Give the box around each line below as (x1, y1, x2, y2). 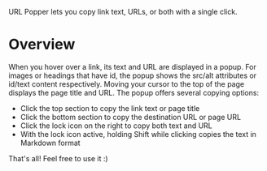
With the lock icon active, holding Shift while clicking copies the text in (20, 129, 256, 139)
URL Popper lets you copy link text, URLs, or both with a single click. (8, 7, 238, 16)
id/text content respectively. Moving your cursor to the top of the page (8, 79, 245, 88)
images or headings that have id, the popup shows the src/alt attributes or (8, 71, 257, 80)
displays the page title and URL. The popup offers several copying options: (8, 88, 259, 97)
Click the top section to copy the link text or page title (20, 103, 200, 113)
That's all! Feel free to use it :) (8, 153, 108, 163)
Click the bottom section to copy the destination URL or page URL (20, 112, 242, 122)
